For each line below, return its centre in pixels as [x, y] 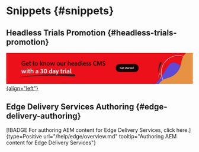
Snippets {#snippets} [60, 11]
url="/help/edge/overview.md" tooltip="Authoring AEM [110, 137]
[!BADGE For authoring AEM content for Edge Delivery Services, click [91, 130]
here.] [184, 130]
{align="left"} [22, 88]
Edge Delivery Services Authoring [70, 107]
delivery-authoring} [44, 116]
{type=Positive [24, 137]
